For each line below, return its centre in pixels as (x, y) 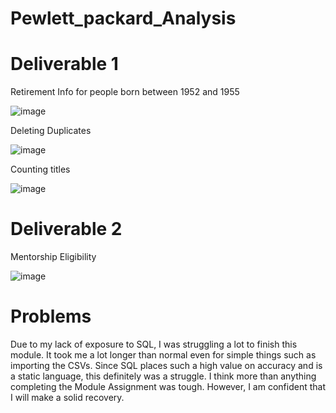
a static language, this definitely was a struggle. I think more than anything (163, 376)
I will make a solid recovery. (67, 397)
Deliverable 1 (64, 64)
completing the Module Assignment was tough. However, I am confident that (168, 386)
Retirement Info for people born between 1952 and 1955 (125, 92)
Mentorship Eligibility (53, 257)
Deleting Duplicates (51, 131)
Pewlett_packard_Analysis (123, 18)
